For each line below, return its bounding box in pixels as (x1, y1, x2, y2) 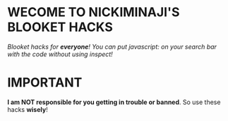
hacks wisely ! (7, 105, 48, 113)
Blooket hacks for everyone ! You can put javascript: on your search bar (7, 42, 217, 51)
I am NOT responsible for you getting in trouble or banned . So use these (7, 98, 221, 106)
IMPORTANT (7, 75, 83, 91)
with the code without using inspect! (7, 50, 113, 58)
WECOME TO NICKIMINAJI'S (7, 4, 180, 20)
